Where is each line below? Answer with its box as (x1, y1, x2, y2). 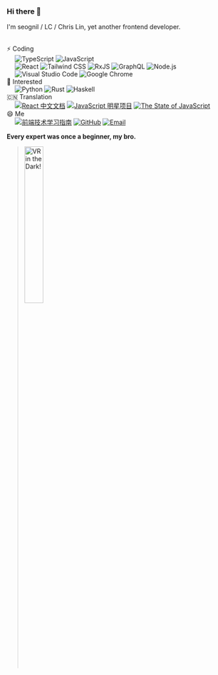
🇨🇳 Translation (6, 93, 53, 101)
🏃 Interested (6, 78, 43, 86)
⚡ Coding (6, 44, 34, 53)
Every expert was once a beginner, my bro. (6, 132, 136, 141)
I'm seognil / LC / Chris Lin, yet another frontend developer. (6, 23, 181, 31)
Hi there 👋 (6, 6, 42, 16)
